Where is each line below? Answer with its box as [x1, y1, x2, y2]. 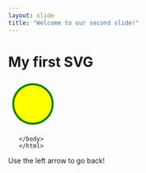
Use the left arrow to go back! [8, 156, 105, 166]
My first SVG [8, 53, 93, 71]
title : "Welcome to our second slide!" [8, 19, 140, 27]
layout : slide [8, 11, 55, 20]
